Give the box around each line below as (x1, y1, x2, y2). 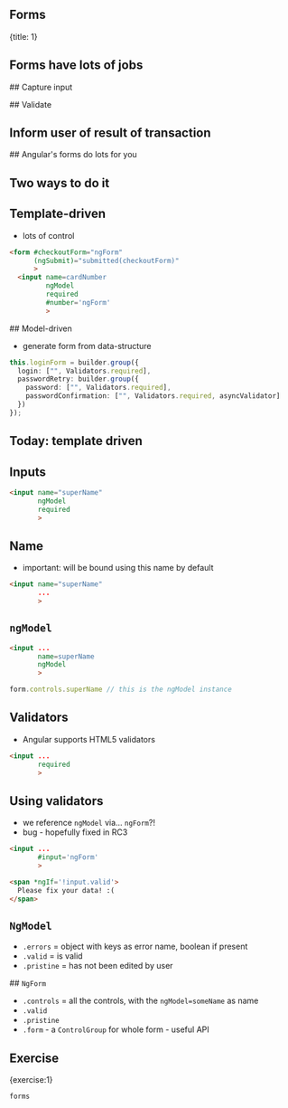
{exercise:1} (9, 1075, 53, 1085)
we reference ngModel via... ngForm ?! (22, 818, 156, 829)
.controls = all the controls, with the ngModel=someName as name (22, 995, 259, 1007)
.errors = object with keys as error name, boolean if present (22, 941, 248, 952)
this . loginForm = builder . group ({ (9, 357, 140, 367)
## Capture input (9, 81, 73, 92)
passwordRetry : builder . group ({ (17, 374, 140, 384)
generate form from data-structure (22, 340, 152, 351)
